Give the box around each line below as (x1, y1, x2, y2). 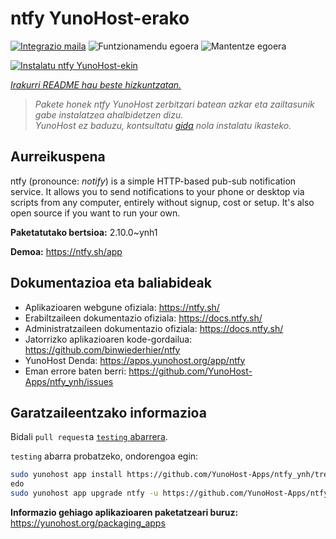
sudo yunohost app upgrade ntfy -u (10, 488, 159, 499)
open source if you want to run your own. (10, 207, 181, 219)
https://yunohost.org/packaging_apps (10, 517, 166, 529)
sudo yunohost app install (10, 470, 123, 480)
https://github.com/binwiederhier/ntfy (24, 343, 181, 356)
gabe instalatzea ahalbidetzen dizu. (34, 108, 184, 121)
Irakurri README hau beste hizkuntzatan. (10, 78, 182, 91)
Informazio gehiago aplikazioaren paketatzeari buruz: (10, 507, 239, 518)
